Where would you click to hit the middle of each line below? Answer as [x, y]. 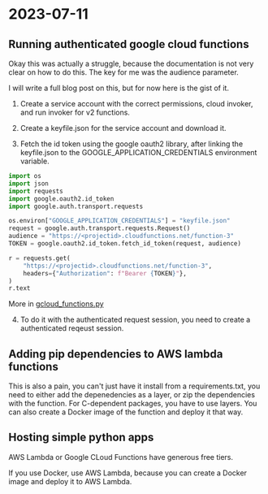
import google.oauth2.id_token [61, 199]
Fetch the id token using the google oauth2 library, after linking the [132, 144]
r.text [19, 288]
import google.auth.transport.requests [76, 206]
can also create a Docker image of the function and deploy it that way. [126, 412]
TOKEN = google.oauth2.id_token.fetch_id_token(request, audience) [125, 244]
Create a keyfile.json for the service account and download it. [123, 128]
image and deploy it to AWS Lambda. [70, 481]
